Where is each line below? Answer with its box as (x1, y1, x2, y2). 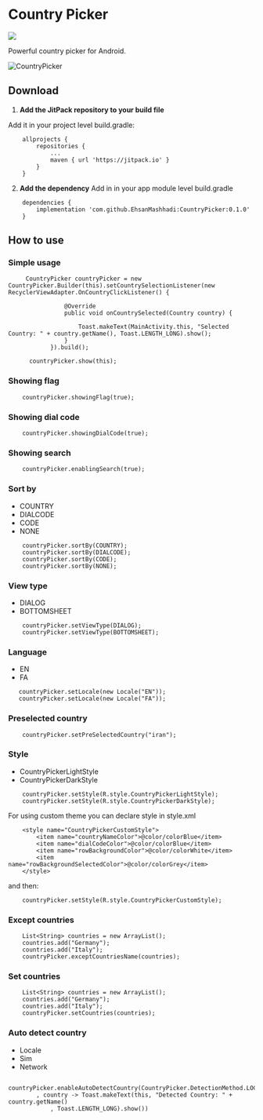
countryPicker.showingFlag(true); (22, 393, 135, 401)
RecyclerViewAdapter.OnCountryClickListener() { (8, 289, 170, 297)
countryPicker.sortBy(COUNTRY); (22, 542, 128, 549)
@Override (63, 302, 96, 311)
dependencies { (22, 199, 72, 206)
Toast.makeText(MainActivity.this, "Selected (77, 323, 229, 331)
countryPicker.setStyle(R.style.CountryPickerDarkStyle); (22, 797, 215, 805)
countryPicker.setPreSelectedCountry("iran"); (22, 731, 177, 739)
